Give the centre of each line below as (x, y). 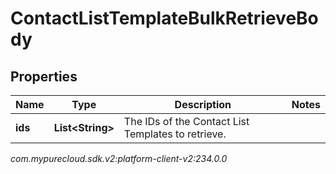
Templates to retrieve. (175, 134)
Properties (44, 76)
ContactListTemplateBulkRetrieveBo (164, 18)
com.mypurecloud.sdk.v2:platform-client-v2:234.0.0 (119, 158)
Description (203, 104)
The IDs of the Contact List (186, 121)
